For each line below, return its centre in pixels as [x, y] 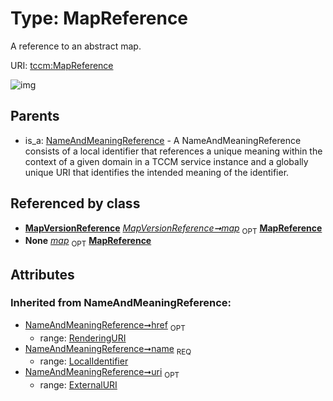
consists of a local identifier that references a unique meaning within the [173, 151]
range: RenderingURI [83, 338]
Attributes [42, 274]
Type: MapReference [99, 18]
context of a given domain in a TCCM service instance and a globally [166, 161]
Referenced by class [75, 203]
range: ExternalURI [78, 385]
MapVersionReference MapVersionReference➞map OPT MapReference [173, 229]
